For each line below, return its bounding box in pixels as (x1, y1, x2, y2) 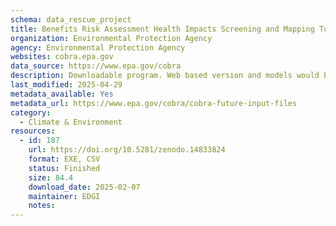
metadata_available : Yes (10, 89, 114, 99)
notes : (28, 201, 56, 211)
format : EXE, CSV (28, 154, 101, 164)
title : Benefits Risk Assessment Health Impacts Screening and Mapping (10, 24, 315, 34)
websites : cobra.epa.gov (10, 52, 114, 62)
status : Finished (28, 163, 101, 173)
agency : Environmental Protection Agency (10, 42, 186, 53)
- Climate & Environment (19, 117, 123, 127)
